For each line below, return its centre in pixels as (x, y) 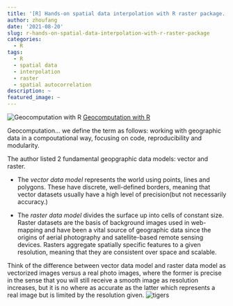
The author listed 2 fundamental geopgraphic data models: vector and (108, 159)
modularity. (23, 145)
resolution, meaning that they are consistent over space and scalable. (117, 252)
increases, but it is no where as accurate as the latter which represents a (111, 288)
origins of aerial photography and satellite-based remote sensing (110, 237)
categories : (24, 40)
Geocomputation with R (117, 117)
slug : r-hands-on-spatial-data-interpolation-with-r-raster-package (109, 33)
